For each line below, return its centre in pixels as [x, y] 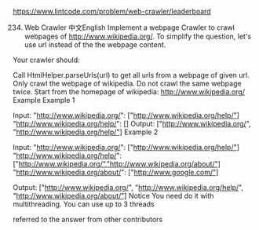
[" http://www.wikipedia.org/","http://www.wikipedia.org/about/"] [117, 164]
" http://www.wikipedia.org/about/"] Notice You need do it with [113, 196]
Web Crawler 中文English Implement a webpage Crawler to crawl [129, 27]
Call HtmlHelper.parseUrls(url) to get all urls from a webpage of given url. [131, 75]
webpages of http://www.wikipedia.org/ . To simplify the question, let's [138, 36]
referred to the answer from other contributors [88, 219]
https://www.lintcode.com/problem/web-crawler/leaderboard [112, 11]
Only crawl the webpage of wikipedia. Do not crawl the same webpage [127, 83]
